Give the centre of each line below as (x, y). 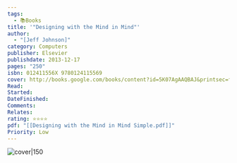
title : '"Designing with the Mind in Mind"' (74, 27)
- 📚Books (28, 20)
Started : (20, 92)
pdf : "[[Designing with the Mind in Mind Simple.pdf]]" (91, 125)
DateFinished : (28, 99)
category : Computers (38, 47)
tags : (15, 14)
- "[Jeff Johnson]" (42, 40)
